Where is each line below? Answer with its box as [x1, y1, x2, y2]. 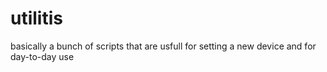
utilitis [10, 7, 63, 30]
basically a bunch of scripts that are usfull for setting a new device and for [10, 40, 317, 52]
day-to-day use [10, 50, 75, 62]
